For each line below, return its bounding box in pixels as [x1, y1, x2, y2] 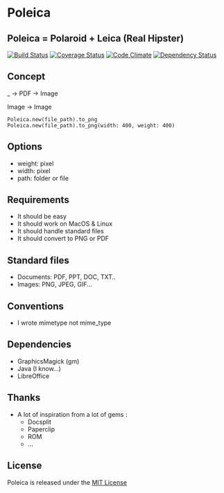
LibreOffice [17, 372, 50, 380]
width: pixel [17, 166, 51, 174]
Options [7, 141, 43, 153]
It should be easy [17, 213, 67, 221]
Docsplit [27, 418, 52, 426]
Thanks [7, 392, 41, 404]
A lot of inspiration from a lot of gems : [17, 410, 128, 418]
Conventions [7, 300, 64, 312]
